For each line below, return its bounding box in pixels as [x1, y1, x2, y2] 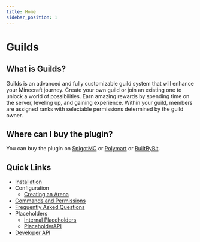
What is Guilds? [6, 64, 66, 74]
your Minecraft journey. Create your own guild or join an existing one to [6, 86, 182, 93]
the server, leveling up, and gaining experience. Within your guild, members [6, 99, 193, 106]
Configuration [14, 184, 49, 192]
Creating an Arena [23, 191, 69, 198]
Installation [14, 178, 43, 186]
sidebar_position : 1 [6, 14, 58, 20]
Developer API [14, 229, 51, 237]
